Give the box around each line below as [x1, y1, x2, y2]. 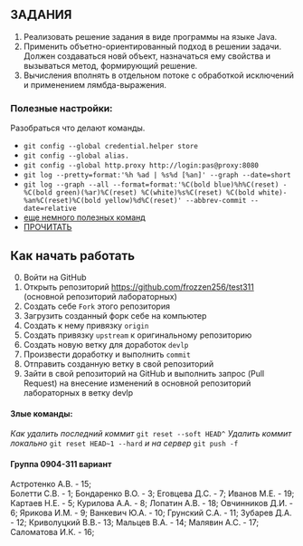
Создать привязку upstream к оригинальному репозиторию [23, 330, 252, 340]
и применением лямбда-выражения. [23, 79, 166, 90]
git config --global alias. [23, 151, 129, 161]
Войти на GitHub [23, 272, 87, 283]
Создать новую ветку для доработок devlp [23, 339, 189, 350]
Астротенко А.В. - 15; [10, 479, 92, 490]
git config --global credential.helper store [23, 142, 198, 151]
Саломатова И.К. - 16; [10, 527, 95, 538]
